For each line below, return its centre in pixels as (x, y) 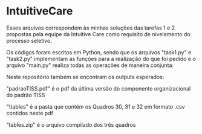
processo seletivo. (29, 40)
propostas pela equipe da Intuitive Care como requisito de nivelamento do (98, 34)
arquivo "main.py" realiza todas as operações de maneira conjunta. (90, 65)
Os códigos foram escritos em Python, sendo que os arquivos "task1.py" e (99, 52)
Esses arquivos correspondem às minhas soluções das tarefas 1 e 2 (91, 28)
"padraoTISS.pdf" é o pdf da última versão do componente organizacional (99, 88)
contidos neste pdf (30, 113)
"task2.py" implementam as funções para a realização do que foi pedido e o (101, 59)
